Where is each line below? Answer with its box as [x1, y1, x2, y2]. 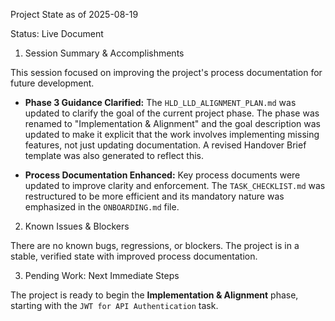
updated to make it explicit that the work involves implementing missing [24, 129, 320, 140]
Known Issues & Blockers [24, 220, 130, 232]
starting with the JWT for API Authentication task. [10, 300, 219, 311]
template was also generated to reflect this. [24, 150, 204, 161]
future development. [10, 77, 95, 89]
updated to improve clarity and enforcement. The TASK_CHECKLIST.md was [24, 180, 326, 191]
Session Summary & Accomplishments [24, 47, 185, 59]
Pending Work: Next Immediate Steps [24, 270, 180, 281]
